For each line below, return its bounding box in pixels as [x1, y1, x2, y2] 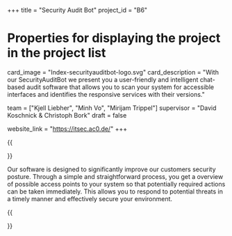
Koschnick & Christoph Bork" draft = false [7, 111, 127, 119]
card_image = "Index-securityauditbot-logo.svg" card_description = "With [7, 68, 219, 76]
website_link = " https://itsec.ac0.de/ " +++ [7, 125, 127, 133]
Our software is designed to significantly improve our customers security [7, 165, 217, 173]
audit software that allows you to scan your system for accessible [26, 83, 214, 91]
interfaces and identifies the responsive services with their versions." [7, 90, 205, 98]
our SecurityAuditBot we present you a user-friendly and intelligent [7, 75, 199, 84]
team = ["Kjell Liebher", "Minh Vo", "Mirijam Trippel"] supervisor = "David [7, 104, 217, 112]
